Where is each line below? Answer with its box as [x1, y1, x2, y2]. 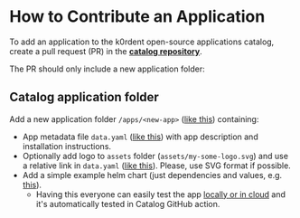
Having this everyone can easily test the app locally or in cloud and [35, 188, 286, 200]
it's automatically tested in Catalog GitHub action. [35, 198, 220, 209]
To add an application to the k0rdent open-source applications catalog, [9, 36, 275, 47]
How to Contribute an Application [9, 6, 266, 27]
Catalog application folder [9, 90, 160, 105]
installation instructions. [22, 140, 111, 151]
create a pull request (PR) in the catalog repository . [9, 45, 202, 56]
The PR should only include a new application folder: [9, 63, 205, 74]
